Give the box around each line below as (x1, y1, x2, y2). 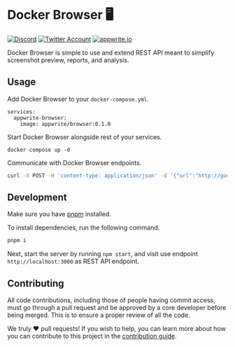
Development (7, 192, 68, 204)
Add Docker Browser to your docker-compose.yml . (7, 94, 149, 103)
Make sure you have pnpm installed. (7, 210, 112, 218)
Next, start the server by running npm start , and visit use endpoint (7, 250, 198, 258)
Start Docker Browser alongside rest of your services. (7, 132, 162, 141)
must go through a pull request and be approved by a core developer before (7, 304, 227, 312)
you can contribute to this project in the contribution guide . (7, 332, 177, 341)
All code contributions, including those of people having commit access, (7, 296, 215, 304)
